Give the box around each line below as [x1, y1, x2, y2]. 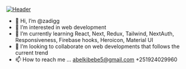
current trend [15, 49, 48, 56]
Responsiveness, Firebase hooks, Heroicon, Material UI [15, 37, 153, 43]
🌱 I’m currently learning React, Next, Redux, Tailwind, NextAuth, [15, 30, 174, 37]
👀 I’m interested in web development [15, 24, 107, 31]
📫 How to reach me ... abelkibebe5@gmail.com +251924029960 [15, 56, 178, 63]
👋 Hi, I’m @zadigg [15, 17, 60, 24]
